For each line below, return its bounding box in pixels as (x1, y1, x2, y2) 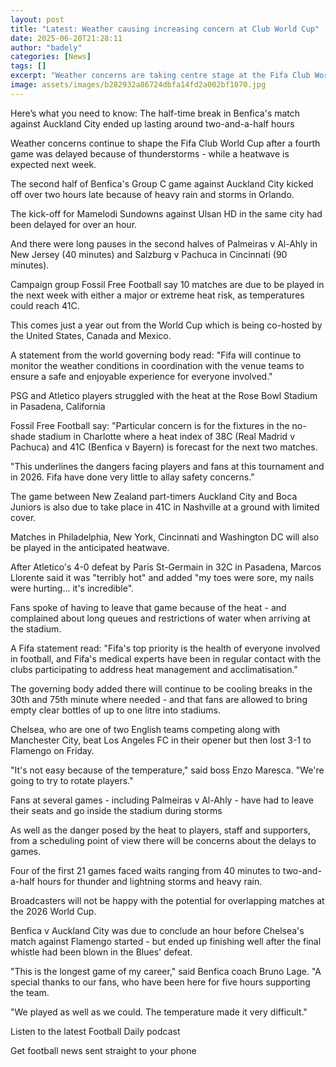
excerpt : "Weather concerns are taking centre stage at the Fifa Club (10, 71, 311, 81)
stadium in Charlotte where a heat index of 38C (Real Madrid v (38, 430, 295, 442)
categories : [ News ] (10, 52, 92, 62)
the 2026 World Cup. (10, 905, 97, 917)
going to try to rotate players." (10, 774, 134, 786)
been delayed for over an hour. (10, 218, 138, 230)
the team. (10, 986, 50, 998)
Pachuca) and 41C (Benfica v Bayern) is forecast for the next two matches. (10, 441, 318, 453)
